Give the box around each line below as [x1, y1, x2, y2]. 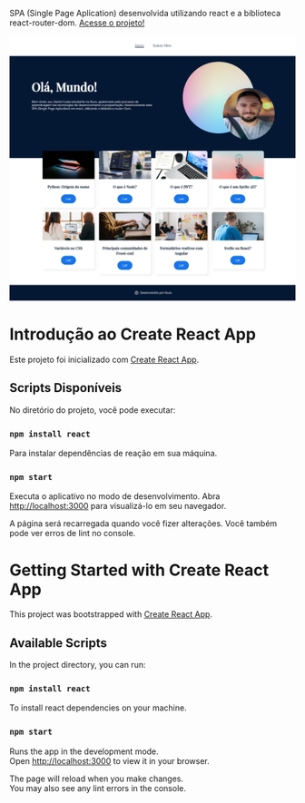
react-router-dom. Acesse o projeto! [9, 17, 145, 28]
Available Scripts [9, 635, 107, 651]
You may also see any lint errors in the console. [9, 782, 186, 793]
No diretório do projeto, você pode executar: [9, 404, 176, 416]
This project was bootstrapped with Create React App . [9, 609, 213, 620]
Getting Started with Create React [9, 560, 270, 580]
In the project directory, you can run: [9, 660, 146, 671]
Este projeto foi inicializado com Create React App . [9, 354, 200, 365]
